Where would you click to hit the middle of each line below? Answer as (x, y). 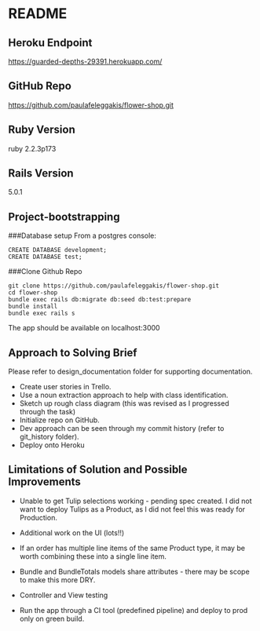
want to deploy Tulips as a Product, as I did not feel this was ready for (132, 509)
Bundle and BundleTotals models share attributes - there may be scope (134, 571)
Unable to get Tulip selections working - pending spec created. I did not (136, 501)
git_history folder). (49, 437)
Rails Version (41, 173)
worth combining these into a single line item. (93, 556)
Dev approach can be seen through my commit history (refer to (122, 429)
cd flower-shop (33, 293)
